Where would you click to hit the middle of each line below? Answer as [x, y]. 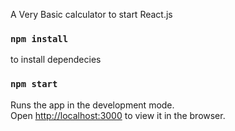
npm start [34, 84]
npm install [39, 38]
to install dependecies [56, 60]
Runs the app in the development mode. [92, 105]
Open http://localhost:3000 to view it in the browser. [118, 115]
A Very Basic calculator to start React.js [91, 14]
